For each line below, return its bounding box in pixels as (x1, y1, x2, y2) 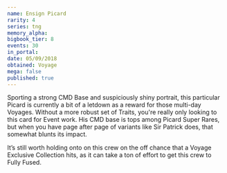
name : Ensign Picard (7, 10, 67, 17)
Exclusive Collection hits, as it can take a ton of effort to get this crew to (7, 151, 212, 159)
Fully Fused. (7, 158, 42, 167)
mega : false (7, 68, 42, 75)
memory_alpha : (7, 29, 48, 37)
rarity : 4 (7, 17, 36, 24)
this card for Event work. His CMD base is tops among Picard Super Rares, (7, 116, 220, 124)
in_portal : (7, 49, 39, 56)
